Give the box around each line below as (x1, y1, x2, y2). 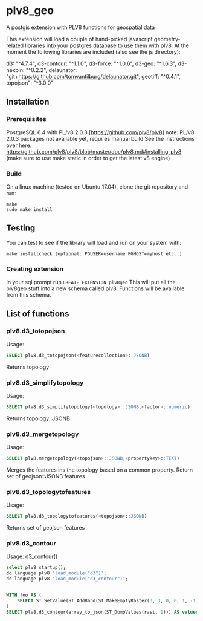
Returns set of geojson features (6, 524, 85, 532)
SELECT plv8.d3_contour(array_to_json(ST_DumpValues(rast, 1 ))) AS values (6, 609, 199, 615)
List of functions (6, 309, 69, 319)
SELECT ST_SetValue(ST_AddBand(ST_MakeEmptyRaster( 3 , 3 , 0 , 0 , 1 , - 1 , (17, 597, 199, 603)
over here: (6, 141, 32, 149)
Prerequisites (6, 115, 47, 123)
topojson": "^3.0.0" (6, 79, 54, 86)
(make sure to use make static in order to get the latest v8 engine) (6, 154, 170, 161)
